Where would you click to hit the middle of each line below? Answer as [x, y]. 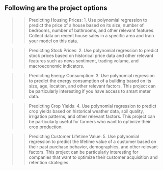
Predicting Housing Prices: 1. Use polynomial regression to [88, 20]
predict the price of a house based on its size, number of [86, 25]
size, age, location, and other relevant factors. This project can [92, 86]
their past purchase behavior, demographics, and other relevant [93, 146]
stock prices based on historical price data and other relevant [91, 56]
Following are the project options [56, 8]
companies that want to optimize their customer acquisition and [93, 157]
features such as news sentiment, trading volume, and [84, 60]
